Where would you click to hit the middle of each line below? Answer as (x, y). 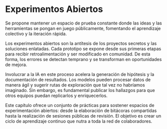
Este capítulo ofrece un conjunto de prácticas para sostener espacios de (80, 105)
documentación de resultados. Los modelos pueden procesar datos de (78, 79)
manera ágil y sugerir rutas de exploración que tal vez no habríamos (75, 85)
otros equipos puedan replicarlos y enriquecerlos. (57, 95)
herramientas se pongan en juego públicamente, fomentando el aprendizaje (83, 28)
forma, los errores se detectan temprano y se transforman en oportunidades (83, 59)
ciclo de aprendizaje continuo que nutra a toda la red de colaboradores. (79, 121)
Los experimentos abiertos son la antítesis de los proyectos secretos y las (81, 43)
